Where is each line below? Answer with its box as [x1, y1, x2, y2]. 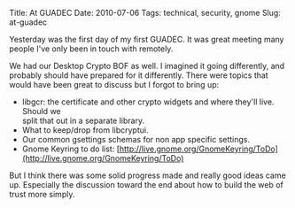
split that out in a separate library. [21, 115, 144, 126]
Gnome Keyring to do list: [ [21, 143, 120, 154]
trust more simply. [9, 189, 75, 199]
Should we [21, 106, 61, 116]
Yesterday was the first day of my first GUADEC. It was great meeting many [9, 35, 284, 44]
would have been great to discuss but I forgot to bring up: [9, 80, 220, 89]
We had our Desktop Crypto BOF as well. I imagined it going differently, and [9, 61, 285, 71]
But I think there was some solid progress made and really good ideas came [9, 170, 286, 181]
